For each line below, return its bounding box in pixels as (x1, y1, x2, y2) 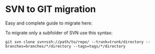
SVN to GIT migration (5, 3, 96, 15)
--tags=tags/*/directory (73, 43, 126, 48)
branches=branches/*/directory (5, 43, 71, 48)
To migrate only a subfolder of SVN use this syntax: (5, 29, 113, 35)
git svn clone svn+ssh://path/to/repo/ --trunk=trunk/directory (5, 39, 144, 44)
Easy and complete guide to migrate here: (5, 20, 93, 26)
